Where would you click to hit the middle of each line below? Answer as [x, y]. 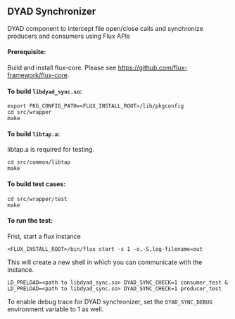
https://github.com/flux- [153, 68]
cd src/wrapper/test [38, 199]
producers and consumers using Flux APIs [69, 36]
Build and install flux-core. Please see [62, 68]
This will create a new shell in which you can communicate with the [105, 262]
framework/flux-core [38, 75]
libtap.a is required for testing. [51, 150]
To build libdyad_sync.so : [45, 91]
